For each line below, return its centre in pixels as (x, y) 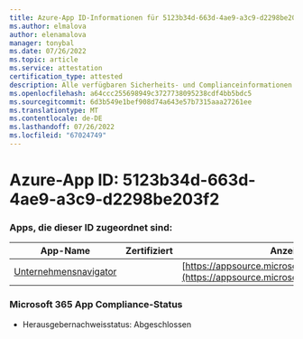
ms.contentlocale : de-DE (56, 118)
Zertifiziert (149, 251)
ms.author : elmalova (48, 26)
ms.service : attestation (56, 69)
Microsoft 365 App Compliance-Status (96, 305)
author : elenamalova (48, 34)
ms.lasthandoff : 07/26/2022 (62, 127)
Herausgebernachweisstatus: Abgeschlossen (107, 324)
